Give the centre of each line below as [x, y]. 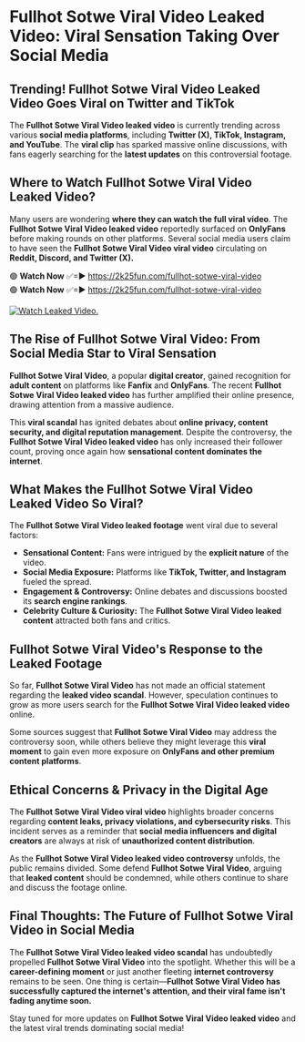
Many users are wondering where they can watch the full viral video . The [149, 219]
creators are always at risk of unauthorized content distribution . [132, 841]
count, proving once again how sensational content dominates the [136, 451]
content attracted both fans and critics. [97, 620]
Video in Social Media [72, 930]
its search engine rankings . [75, 601]
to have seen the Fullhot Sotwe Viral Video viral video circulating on [138, 248]
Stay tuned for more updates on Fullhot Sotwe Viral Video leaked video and [152, 1018]
